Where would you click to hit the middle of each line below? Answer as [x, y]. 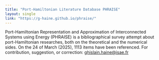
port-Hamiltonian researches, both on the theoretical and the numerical [76, 42]
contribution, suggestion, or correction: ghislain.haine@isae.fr [67, 52]
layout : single [20, 14]
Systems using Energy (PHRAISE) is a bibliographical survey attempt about [79, 37]
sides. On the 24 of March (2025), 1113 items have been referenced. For [77, 47]
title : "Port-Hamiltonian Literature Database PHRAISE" [63, 9]
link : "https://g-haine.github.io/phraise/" [51, 18]
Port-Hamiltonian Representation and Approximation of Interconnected [76, 32]
